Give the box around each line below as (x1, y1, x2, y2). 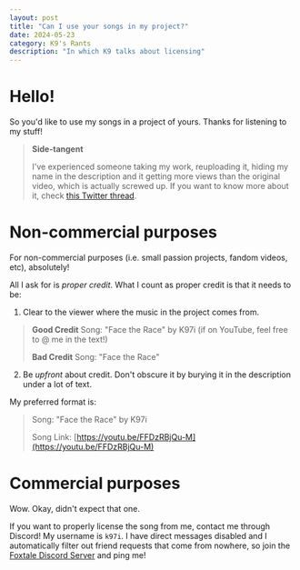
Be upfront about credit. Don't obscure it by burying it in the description (22, 369, 291, 380)
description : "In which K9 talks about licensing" (9, 47, 205, 56)
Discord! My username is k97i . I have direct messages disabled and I (9, 530, 267, 541)
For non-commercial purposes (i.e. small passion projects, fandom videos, (9, 252, 288, 263)
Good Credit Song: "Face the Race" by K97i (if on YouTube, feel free (31, 325, 288, 335)
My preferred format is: (9, 396, 97, 407)
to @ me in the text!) (31, 334, 108, 345)
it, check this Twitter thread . (31, 190, 137, 201)
